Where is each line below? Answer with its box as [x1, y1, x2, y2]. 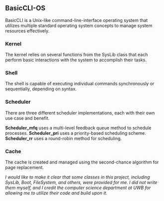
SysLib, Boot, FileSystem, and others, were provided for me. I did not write [5, 180, 158, 185]
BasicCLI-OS [5, 4, 46, 12]
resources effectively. [5, 27, 50, 34]
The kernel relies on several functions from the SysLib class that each [5, 52, 148, 58]
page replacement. [5, 165, 44, 170]
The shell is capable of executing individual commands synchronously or [5, 81, 155, 87]
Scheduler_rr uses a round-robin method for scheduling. [5, 135, 122, 141]
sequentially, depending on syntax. [5, 86, 77, 92]
